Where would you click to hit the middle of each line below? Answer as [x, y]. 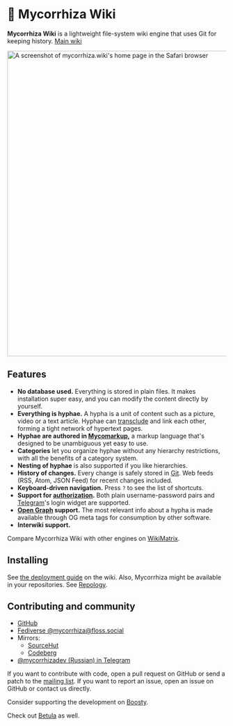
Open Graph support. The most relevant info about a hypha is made [115, 510]
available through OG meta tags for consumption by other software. [114, 517]
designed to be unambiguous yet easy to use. [83, 443]
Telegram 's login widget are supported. [74, 503]
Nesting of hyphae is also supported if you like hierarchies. [102, 465]
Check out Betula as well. [43, 716]
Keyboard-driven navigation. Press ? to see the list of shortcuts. [110, 487]
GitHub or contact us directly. [49, 689]
